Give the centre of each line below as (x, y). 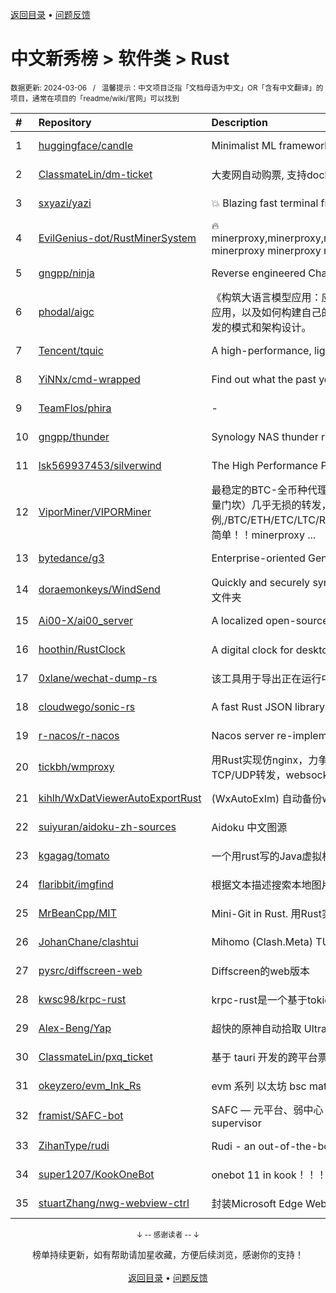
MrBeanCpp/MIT (77, 913)
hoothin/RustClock (82, 649)
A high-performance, (261, 350)
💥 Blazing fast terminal (265, 203)
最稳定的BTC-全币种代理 (269, 490)
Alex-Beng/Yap (75, 1028)
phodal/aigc (66, 311)
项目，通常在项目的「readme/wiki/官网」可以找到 (95, 98)
